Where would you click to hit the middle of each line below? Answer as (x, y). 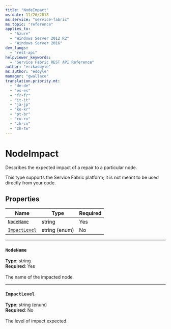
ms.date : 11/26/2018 (27, 15)
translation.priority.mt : (33, 81)
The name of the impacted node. (40, 277)
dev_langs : (17, 48)
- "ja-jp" (20, 105)
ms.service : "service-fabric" (37, 19)
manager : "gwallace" (27, 76)
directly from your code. (31, 183)
